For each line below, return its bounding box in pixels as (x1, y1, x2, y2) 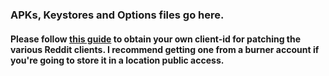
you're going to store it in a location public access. (10, 54, 225, 66)
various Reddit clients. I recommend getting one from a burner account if (10, 43, 320, 55)
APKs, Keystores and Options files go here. (10, 8, 225, 22)
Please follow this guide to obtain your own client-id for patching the (10, 33, 302, 45)
